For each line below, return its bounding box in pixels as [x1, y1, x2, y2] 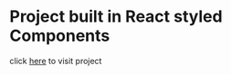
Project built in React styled [9, 6, 223, 27]
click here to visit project [9, 55, 102, 66]
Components [9, 25, 110, 46]
